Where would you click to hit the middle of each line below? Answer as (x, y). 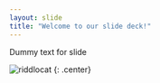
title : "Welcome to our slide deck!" (80, 26)
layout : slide (36, 18)
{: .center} (73, 69)
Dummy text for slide (48, 51)
